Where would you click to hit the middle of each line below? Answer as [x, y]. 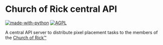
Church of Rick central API [61, 9]
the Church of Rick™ [26, 38]
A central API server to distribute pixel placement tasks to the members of [81, 32]
